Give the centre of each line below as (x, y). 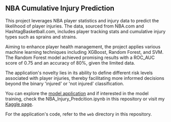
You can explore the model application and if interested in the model (77, 93)
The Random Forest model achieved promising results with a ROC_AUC (80, 57)
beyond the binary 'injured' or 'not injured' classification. (65, 83)
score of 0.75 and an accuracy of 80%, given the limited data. (70, 63)
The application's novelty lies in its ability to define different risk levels (79, 73)
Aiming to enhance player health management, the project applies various (83, 47)
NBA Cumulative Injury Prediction (60, 8)
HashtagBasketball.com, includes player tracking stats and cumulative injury (86, 31)
